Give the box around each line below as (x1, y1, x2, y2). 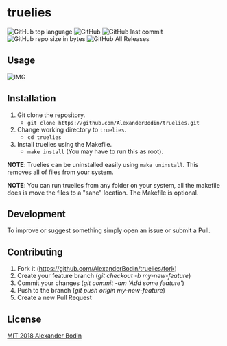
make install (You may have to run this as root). (27, 147, 163, 156)
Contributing (7, 246, 63, 258)
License (7, 313, 42, 325)
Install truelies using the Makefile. (16, 140, 112, 148)
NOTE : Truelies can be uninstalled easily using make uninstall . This (7, 160, 199, 169)
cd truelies (27, 134, 62, 141)
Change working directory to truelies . (16, 125, 127, 134)
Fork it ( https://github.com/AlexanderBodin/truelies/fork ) (16, 264, 177, 273)
